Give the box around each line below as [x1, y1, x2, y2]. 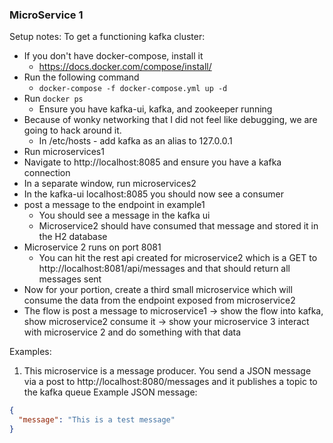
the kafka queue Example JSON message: [23, 386, 198, 398]
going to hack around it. [23, 124, 122, 137]
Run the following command [23, 71, 140, 83]
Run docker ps [23, 93, 84, 105]
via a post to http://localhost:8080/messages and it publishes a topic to [23, 376, 318, 388]
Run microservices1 [23, 146, 105, 158]
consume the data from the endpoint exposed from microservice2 [23, 294, 296, 307]
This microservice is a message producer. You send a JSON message [23, 365, 312, 377]
